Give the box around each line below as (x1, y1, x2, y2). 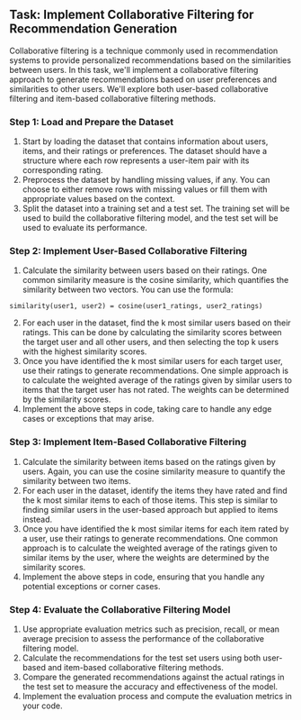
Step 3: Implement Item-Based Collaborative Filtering (9, 436, 247, 449)
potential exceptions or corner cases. (22, 580, 161, 591)
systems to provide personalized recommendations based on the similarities (9, 54, 292, 66)
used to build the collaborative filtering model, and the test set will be (22, 213, 279, 223)
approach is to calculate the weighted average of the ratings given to (22, 542, 278, 553)
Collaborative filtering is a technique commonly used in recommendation (9, 45, 279, 56)
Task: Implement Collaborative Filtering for (9, 7, 254, 23)
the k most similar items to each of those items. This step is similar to (22, 495, 279, 506)
